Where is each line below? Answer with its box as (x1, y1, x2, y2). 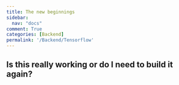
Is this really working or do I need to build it (6, 59, 173, 70)
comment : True (6, 25, 43, 32)
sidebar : (6, 15, 29, 21)
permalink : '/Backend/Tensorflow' (6, 37, 95, 43)
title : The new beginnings (6, 8, 75, 15)
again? (6, 69, 33, 80)
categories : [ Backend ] (6, 32, 64, 38)
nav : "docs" (12, 20, 43, 26)
